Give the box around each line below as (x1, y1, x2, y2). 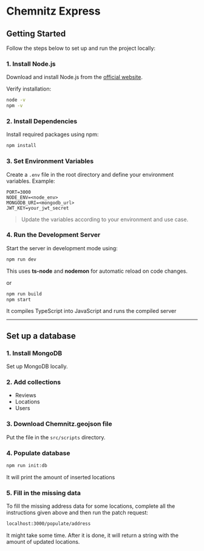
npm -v (6, 103, 23, 109)
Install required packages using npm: (6, 131, 99, 138)
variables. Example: (6, 177, 56, 185)
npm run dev (6, 256, 36, 262)
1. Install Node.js (6, 60, 56, 68)
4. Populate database (6, 448, 70, 457)
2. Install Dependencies (6, 117, 78, 125)
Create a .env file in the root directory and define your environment (6, 171, 174, 178)
